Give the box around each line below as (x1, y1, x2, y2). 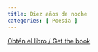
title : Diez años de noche (7, 10, 87, 18)
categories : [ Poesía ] (7, 17, 78, 24)
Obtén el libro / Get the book (7, 36, 91, 45)
